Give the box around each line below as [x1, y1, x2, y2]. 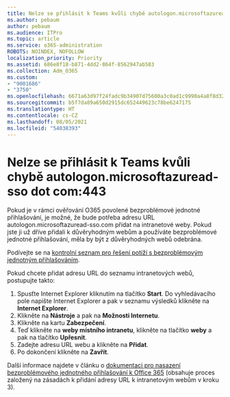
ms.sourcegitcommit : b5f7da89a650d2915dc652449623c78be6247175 [7, 99, 192, 106]
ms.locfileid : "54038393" [7, 125, 81, 132]
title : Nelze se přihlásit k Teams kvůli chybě [7, 10, 146, 17]
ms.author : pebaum [7, 16, 60, 23]
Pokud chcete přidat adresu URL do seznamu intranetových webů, [7, 269, 194, 278]
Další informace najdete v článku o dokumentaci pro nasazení [7, 361, 181, 370]
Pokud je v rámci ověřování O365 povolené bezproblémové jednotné [7, 206, 201, 215]
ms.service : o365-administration [7, 42, 103, 49]
